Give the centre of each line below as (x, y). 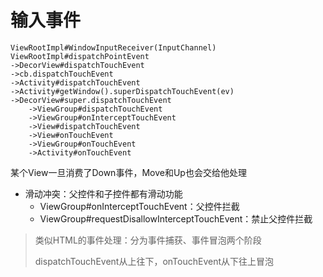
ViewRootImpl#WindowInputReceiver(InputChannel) (113, 47)
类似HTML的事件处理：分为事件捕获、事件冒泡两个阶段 (148, 240)
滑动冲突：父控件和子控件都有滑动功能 (103, 193)
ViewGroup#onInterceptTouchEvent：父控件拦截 (139, 206)
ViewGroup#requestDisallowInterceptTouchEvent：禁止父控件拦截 (176, 218)
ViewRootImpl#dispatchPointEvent (80, 56)
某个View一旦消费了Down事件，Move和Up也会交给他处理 (128, 172)
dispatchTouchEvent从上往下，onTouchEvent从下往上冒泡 (154, 261)
